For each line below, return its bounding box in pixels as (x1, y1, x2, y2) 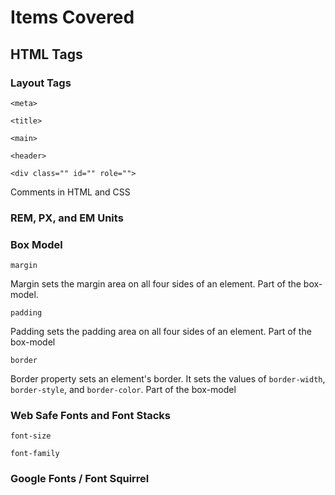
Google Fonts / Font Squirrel (10, 472, 150, 486)
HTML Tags (10, 46, 83, 63)
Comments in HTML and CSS (10, 186, 131, 198)
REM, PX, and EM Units (10, 211, 124, 225)
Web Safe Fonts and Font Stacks (10, 409, 171, 423)
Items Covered (10, 6, 135, 29)
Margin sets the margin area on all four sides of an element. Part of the (10, 278, 302, 290)
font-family (10, 449, 60, 459)
